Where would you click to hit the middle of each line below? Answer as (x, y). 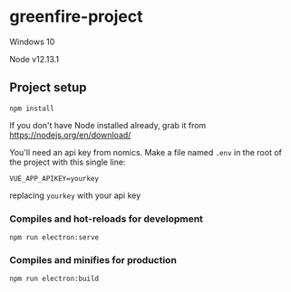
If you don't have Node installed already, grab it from (108, 125)
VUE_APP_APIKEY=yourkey (54, 178)
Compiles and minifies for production (93, 259)
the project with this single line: (68, 162)
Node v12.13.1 (34, 59)
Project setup (48, 88)
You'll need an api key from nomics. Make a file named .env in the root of (146, 152)
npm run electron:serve (54, 238)
